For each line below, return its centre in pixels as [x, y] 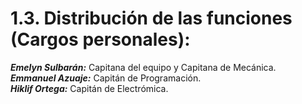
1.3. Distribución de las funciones [151, 18]
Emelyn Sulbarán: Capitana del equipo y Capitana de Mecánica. [143, 67]
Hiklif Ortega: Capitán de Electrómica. [89, 88]
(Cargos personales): [100, 39]
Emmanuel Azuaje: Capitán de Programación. [106, 78]
